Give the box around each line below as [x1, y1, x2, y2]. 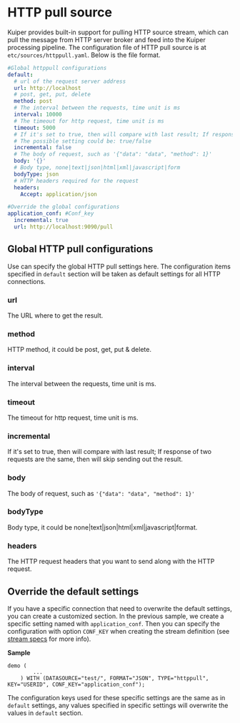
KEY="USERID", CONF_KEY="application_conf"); [7, 681, 145, 688]
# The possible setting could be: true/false [14, 137, 152, 145]
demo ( [7, 662, 27, 669]
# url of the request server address [14, 78, 126, 85]
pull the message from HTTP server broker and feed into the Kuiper [7, 35, 206, 44]
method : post [14, 98, 53, 105]
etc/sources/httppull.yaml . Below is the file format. [7, 51, 161, 59]
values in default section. [7, 708, 84, 717]
